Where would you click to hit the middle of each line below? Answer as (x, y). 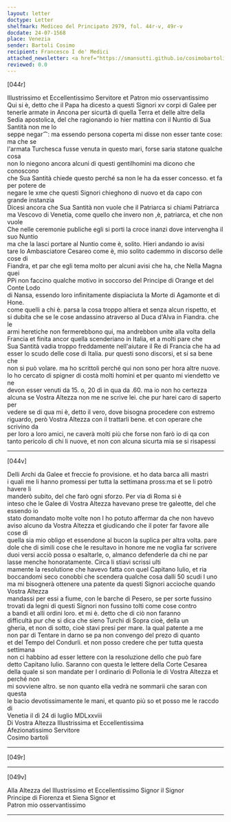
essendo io (23, 510)
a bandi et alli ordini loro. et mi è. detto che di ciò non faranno (94, 613)
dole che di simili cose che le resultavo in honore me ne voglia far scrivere (112, 547)
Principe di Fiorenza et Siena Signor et (61, 797)
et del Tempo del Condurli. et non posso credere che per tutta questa (105, 642)
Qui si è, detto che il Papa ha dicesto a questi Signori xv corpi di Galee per (112, 105)
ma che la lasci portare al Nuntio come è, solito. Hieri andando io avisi (106, 244)
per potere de (26, 185)
